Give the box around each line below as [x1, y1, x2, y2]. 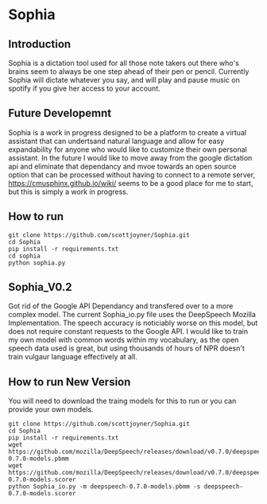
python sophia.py [8, 258, 66, 267]
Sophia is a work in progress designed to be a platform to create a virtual [8, 127, 247, 137]
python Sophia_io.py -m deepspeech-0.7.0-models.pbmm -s [8, 483, 201, 490]
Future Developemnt [8, 107, 112, 120]
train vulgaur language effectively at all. [8, 352, 137, 362]
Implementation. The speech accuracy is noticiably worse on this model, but [8, 318, 258, 328]
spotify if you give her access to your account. [8, 83, 161, 93]
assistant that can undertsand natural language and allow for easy [8, 136, 225, 145]
